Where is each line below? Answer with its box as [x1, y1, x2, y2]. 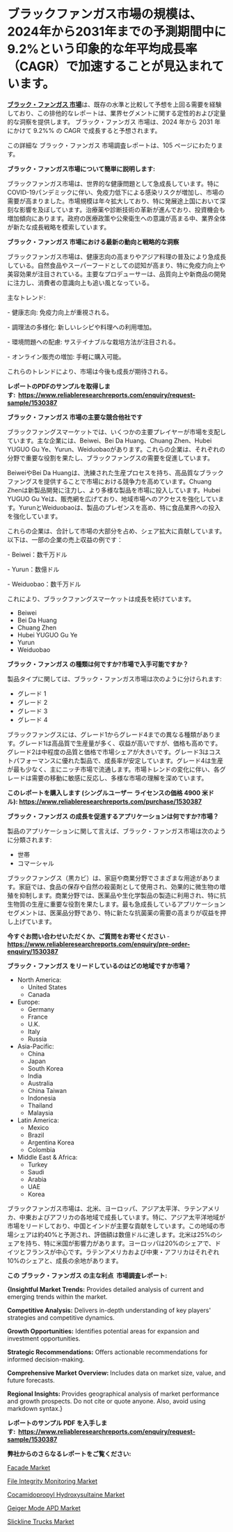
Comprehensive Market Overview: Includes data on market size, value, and [7, 1369, 226, 1377]
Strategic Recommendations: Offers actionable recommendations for [7, 1348, 208, 1356]
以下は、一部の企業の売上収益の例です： [7, 535, 123, 543]
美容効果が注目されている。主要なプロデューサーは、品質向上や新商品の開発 [7, 269, 227, 278]
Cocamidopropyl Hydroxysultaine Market [7, 1490, 125, 1499]
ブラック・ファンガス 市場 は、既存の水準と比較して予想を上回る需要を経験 [7, 100, 222, 109]
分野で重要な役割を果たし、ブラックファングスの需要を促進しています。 [7, 454, 214, 462]
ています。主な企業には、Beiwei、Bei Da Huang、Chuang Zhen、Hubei [7, 436, 212, 445]
